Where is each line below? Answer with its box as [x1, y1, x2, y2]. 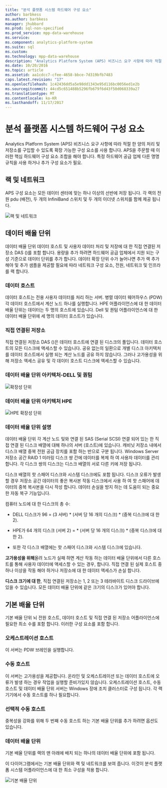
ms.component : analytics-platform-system [5, 40, 93, 45]
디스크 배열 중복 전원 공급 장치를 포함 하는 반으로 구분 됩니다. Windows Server [5, 448, 159, 454]
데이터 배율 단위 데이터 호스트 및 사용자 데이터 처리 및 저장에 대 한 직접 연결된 [5, 243, 156, 249]
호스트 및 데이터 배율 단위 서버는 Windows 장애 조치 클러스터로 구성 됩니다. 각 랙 [5, 685, 162, 691]
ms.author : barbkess [5, 16, 48, 21]
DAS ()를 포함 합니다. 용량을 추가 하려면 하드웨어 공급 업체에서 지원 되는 [14, 249, 154, 255]
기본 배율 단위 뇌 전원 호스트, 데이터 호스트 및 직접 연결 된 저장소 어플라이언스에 [5, 614, 160, 620]
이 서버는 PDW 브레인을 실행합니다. [5, 647, 74, 653]
